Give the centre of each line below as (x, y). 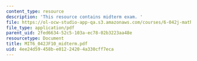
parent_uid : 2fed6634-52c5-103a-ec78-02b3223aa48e (69, 33)
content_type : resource (35, 11)
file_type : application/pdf (40, 28)
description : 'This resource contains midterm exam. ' (74, 17)
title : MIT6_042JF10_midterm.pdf (47, 44)
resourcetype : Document (35, 38)
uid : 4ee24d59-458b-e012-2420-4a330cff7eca (60, 49)
